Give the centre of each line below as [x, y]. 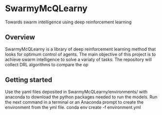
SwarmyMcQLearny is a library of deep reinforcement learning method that [81, 49]
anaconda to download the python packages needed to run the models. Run [81, 97]
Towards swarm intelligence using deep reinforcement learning [68, 22]
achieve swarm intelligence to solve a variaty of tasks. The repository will [79, 59]
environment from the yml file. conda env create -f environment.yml [73, 107]
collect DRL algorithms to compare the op [47, 64]
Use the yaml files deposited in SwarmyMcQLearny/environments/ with [76, 92]
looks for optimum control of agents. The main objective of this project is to [81, 54]
